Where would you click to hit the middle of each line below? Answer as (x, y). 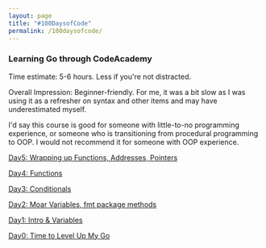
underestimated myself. (48, 109)
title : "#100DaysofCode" (50, 23)
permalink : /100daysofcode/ (56, 31)
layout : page (30, 16)
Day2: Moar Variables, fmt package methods (83, 204)
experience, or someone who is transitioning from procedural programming (133, 133)
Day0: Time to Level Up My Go (59, 235)
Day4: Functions (35, 173)
